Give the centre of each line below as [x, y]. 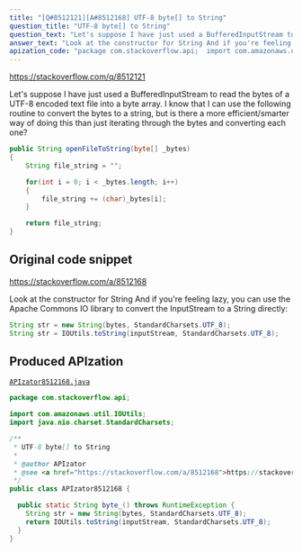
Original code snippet [71, 260]
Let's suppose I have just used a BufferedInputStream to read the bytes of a [150, 95]
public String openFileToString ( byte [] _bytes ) [100, 149]
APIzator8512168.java [50, 382]
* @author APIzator [50, 464]
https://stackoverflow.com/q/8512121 [77, 77]
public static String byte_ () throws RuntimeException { [126, 505]
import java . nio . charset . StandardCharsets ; [92, 423]
